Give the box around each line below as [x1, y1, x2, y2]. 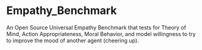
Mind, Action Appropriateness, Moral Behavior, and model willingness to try [6, 30, 197, 37]
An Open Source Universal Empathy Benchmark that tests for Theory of [6, 24, 186, 31]
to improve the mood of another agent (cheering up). [6, 37, 139, 44]
